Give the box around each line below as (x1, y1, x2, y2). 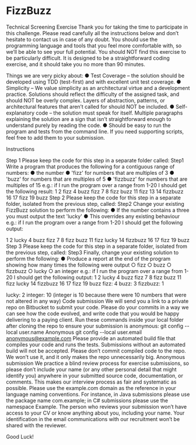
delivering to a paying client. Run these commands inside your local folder (6, 316, 184, 323)
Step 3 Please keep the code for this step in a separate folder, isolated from (6, 243, 188, 250)
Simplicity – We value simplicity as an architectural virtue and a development (6, 84, 190, 91)
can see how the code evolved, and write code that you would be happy (6, 310, 180, 317)
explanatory (6, 109, 35, 116)
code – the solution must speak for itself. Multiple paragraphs (36, 109, 183, 116)
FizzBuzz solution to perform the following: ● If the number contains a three (6, 206, 190, 213)
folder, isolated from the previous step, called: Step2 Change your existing (6, 200, 185, 207)
